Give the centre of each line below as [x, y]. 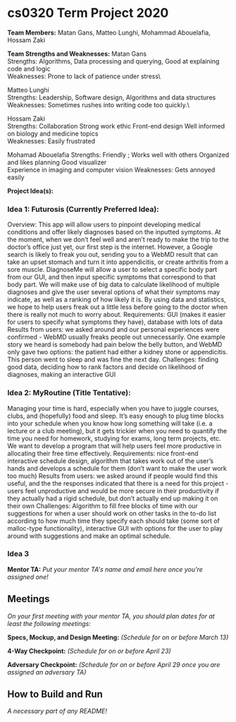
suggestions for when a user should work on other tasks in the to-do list [112, 513]
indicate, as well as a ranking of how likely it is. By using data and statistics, [117, 300]
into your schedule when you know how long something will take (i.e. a [110, 423]
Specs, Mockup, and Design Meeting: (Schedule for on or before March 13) [118, 637]
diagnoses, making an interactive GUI [62, 375]
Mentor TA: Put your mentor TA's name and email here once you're [105, 569]
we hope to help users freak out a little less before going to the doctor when [118, 307]
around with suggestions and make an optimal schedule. [89, 536]
